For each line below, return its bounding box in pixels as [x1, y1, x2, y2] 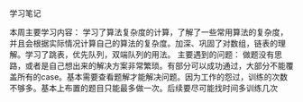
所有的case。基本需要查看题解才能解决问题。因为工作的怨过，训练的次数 [16, 72, 289, 82]
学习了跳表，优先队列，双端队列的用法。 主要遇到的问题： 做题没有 [24, 49, 275, 60]
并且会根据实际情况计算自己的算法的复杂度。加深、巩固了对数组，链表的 [9, 38, 278, 48]
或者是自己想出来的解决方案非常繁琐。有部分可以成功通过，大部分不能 [24, 61, 286, 71]
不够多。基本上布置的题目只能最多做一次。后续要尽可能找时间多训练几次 [9, 83, 278, 93]
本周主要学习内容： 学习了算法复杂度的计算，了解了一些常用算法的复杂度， [9, 27, 289, 38]
